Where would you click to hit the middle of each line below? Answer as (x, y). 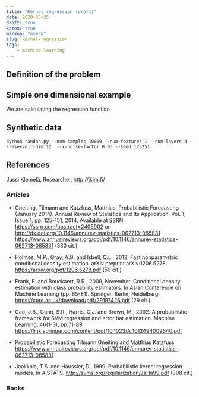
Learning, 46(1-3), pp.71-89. (49, 324)
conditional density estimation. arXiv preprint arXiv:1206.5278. (91, 263)
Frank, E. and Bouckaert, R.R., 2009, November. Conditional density (97, 281)
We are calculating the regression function (58, 109)
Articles (18, 195)
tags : (13, 45)
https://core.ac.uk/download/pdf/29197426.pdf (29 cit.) (83, 300)
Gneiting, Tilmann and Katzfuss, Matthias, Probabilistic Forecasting (97, 207)
